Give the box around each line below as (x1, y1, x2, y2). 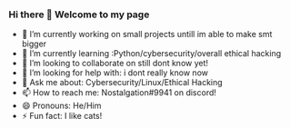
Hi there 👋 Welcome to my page (8, 8, 150, 21)
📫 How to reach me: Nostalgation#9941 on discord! (21, 87, 217, 98)
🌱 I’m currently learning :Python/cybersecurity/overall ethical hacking (21, 48, 282, 59)
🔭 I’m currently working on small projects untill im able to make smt (21, 29, 273, 40)
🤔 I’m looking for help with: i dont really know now (21, 67, 208, 78)
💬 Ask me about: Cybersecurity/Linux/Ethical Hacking (21, 77, 224, 88)
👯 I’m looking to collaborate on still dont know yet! (21, 58, 209, 69)
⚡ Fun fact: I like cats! (21, 111, 103, 122)
